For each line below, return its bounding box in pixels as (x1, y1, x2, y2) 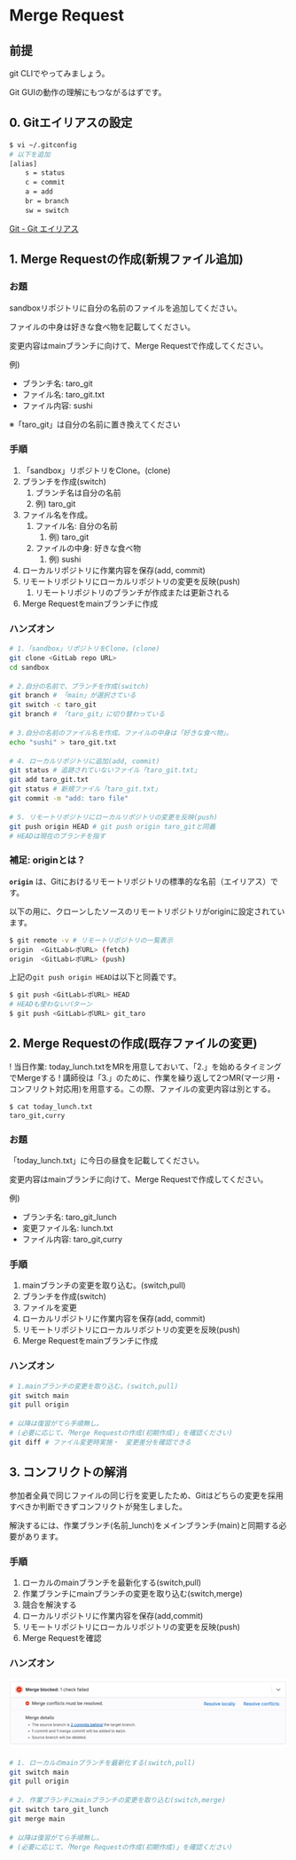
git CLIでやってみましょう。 (9, 68, 110, 78)
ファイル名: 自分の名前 (35, 520, 118, 531)
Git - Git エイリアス (9, 223, 80, 233)
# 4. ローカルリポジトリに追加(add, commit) (9, 756, 160, 766)
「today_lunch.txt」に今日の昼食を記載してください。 (9, 1155, 205, 1166)
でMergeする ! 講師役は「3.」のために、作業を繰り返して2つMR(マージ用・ (9, 1072, 284, 1083)
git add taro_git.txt (9, 776, 90, 784)
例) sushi (48, 554, 82, 564)
